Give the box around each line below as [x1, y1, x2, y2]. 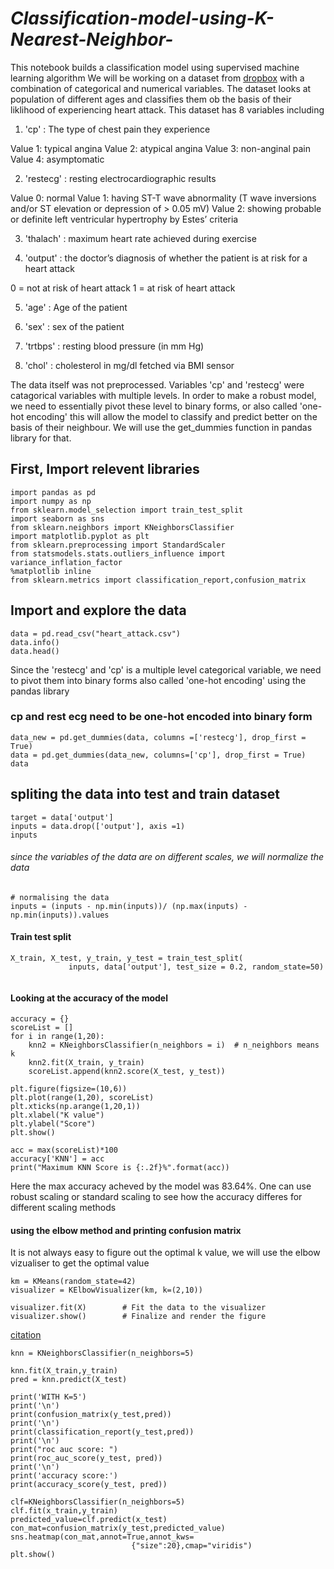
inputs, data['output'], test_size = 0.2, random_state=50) [68, 962, 325, 972]
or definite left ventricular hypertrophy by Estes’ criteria [10, 213, 239, 225]
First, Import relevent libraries [10, 461, 200, 478]
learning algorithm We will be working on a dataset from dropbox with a [10, 72, 305, 84]
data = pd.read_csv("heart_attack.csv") [10, 628, 182, 639]
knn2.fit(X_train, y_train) [28, 1058, 145, 1068]
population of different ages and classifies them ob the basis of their [10, 93, 292, 105]
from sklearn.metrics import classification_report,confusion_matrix [10, 575, 307, 585]
